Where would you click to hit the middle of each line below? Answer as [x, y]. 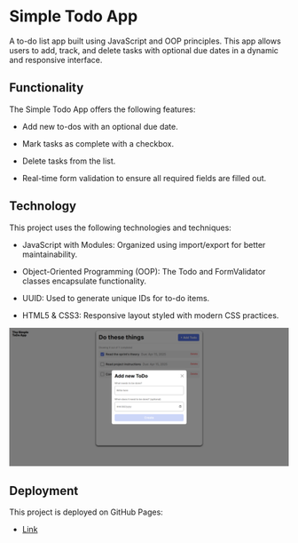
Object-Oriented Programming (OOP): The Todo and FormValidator [144, 271]
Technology [43, 206]
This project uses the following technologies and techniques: [121, 228]
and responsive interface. [56, 60]
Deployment [44, 491]
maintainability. [50, 254]
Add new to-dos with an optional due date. [100, 126]
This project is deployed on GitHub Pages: [86, 512]
